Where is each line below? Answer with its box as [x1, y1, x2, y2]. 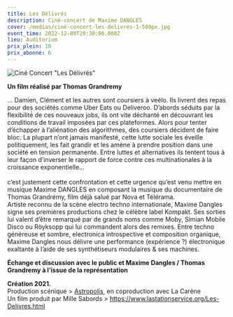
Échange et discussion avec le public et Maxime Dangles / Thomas [7, 258, 205, 267]
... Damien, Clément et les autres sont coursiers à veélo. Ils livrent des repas [7, 95, 226, 104]
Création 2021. [7, 279, 51, 288]
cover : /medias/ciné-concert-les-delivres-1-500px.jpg [7, 23, 171, 30]
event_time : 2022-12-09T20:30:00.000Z [7, 29, 120, 37]
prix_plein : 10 [7, 43, 52, 50]
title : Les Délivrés [7, 10, 68, 18]
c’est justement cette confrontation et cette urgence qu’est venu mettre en [7, 177, 222, 186]
